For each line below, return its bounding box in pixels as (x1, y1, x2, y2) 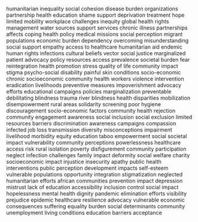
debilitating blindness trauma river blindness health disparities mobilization (6, 94, 190, 101)
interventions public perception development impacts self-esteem (6, 164, 169, 172)
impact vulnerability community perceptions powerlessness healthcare (6, 139, 181, 146)
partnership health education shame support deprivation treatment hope (6, 11, 185, 19)
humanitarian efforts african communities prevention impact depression (6, 177, 183, 184)
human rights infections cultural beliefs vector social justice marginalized (6, 50, 186, 56)
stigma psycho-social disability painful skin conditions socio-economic (6, 69, 181, 76)
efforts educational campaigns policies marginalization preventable (6, 88, 172, 95)
